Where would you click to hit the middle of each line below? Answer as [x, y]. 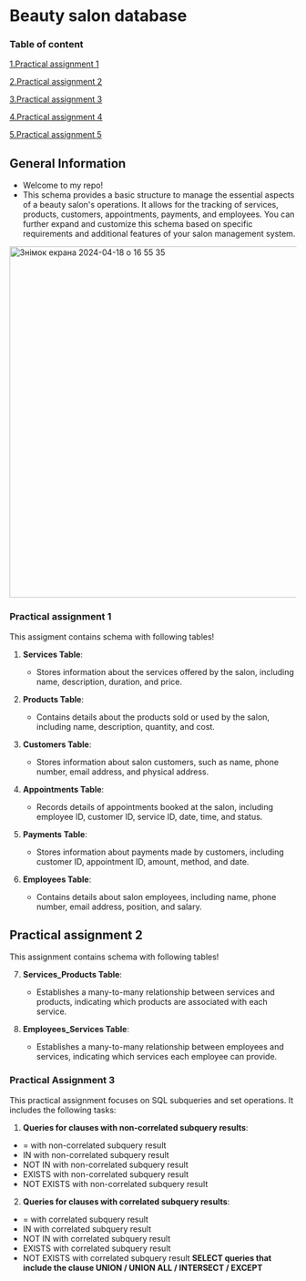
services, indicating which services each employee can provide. [157, 1057]
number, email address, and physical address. [122, 772]
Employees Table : [57, 879]
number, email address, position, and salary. [119, 907]
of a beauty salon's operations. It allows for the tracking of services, [151, 205]
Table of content [46, 45]
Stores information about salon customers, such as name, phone [158, 762]
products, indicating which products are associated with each [152, 1002]
